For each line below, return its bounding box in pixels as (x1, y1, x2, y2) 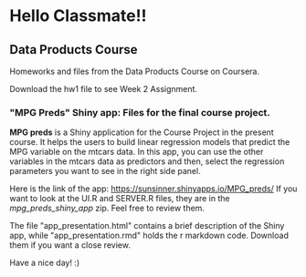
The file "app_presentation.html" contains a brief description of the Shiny (9, 221, 285, 231)
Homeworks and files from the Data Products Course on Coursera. (9, 66, 260, 77)
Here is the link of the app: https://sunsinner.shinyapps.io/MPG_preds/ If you (9, 183, 298, 194)
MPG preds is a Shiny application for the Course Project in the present (9, 127, 274, 138)
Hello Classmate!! (9, 5, 147, 26)
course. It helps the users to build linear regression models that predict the (9, 137, 290, 148)
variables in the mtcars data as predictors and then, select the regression (9, 156, 285, 167)
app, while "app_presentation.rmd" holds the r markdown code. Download (9, 230, 290, 241)
